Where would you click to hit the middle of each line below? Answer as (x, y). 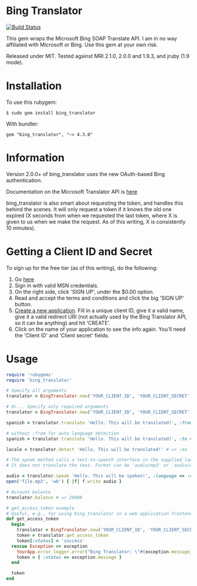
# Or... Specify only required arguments (57, 407)
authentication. (24, 180)
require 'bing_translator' (39, 380)
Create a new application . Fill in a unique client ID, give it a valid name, (99, 310)
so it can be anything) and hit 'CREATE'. (62, 323)
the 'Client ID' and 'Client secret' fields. (62, 335)
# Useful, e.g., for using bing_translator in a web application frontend (99, 514)
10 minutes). (21, 228)
